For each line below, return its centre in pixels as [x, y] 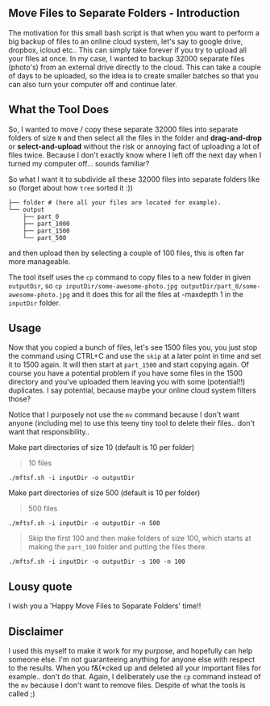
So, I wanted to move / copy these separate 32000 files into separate [123, 129]
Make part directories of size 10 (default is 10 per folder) [102, 448]
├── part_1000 [46, 224]
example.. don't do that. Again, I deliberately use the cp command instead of [135, 677]
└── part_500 [45, 237]
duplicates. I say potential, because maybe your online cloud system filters [132, 390]
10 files [40, 463]
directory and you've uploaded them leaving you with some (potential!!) [127, 382]
